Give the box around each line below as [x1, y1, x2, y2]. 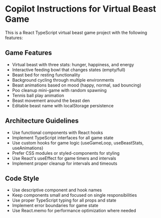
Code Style [5, 174, 39, 182]
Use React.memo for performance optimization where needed [12, 208, 136, 214]
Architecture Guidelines [5, 117, 79, 125]
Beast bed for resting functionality [12, 72, 80, 78]
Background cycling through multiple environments [12, 77, 114, 83]
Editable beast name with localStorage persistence [12, 102, 114, 108]
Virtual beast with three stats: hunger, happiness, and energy [12, 61, 134, 67]
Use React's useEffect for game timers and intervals [12, 155, 116, 161]
